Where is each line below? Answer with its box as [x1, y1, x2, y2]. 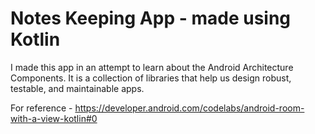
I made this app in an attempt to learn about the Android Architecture [10, 61, 294, 73]
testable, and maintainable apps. [10, 82, 145, 94]
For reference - [10, 102, 73, 114]
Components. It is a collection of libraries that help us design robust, [10, 72, 292, 84]
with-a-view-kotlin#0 [10, 112, 98, 124]
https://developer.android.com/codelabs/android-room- [74, 102, 305, 114]
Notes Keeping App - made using [10, 7, 292, 30]
